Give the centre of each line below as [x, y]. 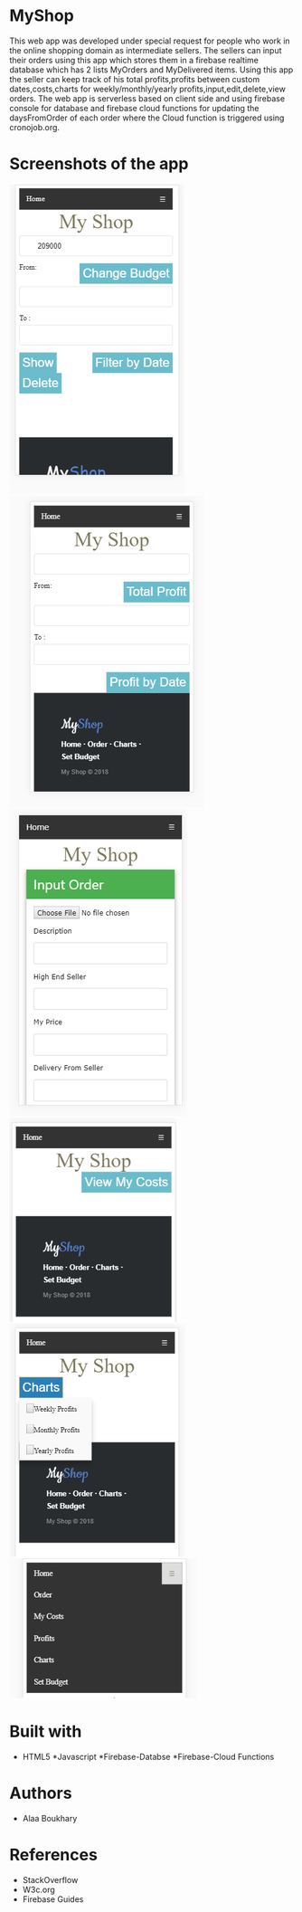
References [53, 1855]
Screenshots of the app [99, 164]
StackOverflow [50, 1879]
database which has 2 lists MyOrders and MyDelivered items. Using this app [151, 70]
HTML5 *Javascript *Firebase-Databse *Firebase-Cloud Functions [148, 1756]
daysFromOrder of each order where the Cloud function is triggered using [147, 118]
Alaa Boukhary [50, 1818]
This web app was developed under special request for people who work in [150, 41]
